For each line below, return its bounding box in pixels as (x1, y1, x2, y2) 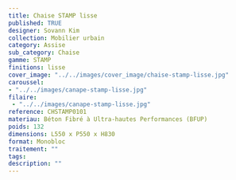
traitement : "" (8, 145, 59, 153)
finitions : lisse (8, 64, 66, 72)
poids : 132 (8, 123, 44, 131)
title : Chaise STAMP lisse (8, 11, 98, 20)
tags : (8, 152, 26, 160)
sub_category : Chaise (8, 49, 80, 57)
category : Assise (8, 41, 66, 49)
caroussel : (8, 78, 44, 86)
